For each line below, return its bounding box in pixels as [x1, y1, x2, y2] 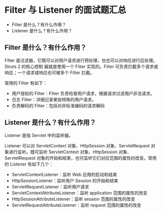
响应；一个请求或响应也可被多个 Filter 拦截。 [4, 70, 95, 75]
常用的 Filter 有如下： [4, 80, 47, 86]
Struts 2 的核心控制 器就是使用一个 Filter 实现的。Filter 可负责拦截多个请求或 [4, 63, 159, 69]
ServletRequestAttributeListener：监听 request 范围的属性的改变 [11, 202, 141, 208]
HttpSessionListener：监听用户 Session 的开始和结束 [11, 177, 118, 184]
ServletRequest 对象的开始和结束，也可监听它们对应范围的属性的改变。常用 [4, 155, 157, 161]
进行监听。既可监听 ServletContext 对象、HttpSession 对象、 [8, 149, 132, 155]
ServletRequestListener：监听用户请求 [11, 184, 89, 189]
